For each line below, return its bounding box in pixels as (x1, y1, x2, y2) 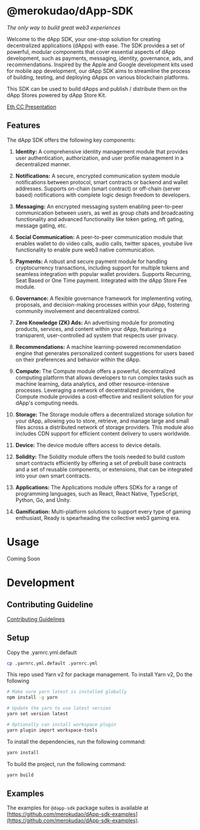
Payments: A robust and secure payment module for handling (15, 258, 168, 265)
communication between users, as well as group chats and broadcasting (15, 209, 194, 216)
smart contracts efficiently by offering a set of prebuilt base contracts (15, 459, 186, 467)
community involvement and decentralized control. (15, 307, 140, 314)
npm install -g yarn (7, 694, 58, 700)
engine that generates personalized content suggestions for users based (15, 350, 194, 357)
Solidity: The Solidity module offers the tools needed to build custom (15, 453, 185, 460)
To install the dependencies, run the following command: (7, 738, 146, 745)
